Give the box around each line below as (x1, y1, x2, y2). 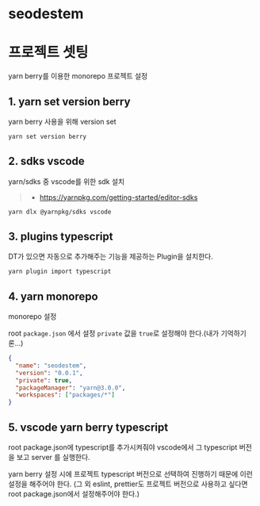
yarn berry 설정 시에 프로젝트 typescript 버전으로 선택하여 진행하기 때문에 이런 (8, 469, 254, 478)
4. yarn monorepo (8, 289, 98, 303)
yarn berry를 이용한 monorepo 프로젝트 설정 (8, 71, 148, 81)
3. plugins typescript (8, 229, 113, 243)
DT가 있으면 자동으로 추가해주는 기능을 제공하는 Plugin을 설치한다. (8, 251, 214, 262)
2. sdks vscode (8, 155, 85, 168)
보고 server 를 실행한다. (16, 452, 90, 462)
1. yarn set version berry (8, 94, 131, 108)
